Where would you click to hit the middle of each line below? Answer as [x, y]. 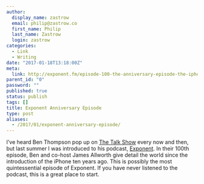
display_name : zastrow [40, 18]
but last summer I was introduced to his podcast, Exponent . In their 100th [98, 149]
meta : [13, 68]
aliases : [17, 119]
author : [16, 12]
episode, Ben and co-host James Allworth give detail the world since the [97, 155]
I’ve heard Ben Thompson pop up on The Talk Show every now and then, [98, 142]
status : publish [27, 97]
